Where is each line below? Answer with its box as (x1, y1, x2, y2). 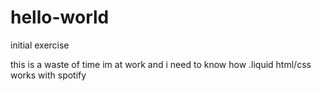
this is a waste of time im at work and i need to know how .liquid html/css (10, 58, 312, 70)
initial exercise (10, 39, 70, 51)
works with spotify (10, 69, 87, 81)
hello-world (10, 6, 110, 29)
